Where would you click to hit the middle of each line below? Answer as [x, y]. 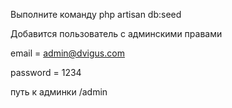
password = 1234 [46, 72]
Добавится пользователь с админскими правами [116, 33]
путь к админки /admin [59, 92]
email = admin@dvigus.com [67, 53]
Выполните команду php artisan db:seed [96, 14]
